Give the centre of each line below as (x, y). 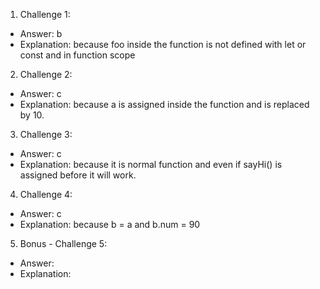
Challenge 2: (46, 74)
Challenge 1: (45, 14)
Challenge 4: (46, 194)
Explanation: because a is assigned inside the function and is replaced (164, 104)
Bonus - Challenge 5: (63, 243)
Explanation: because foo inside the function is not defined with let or (163, 44)
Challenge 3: (46, 134)
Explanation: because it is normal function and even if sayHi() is (151, 164)
